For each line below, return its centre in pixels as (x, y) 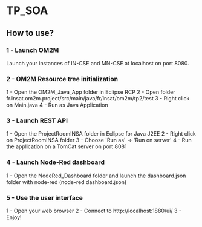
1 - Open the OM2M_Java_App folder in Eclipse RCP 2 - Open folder (91, 92)
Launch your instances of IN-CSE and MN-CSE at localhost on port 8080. (98, 63)
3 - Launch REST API (37, 120)
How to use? (30, 33)
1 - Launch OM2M (33, 50)
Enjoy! (14, 217)
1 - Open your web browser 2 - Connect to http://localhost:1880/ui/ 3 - (94, 211)
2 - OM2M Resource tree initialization (62, 79)
